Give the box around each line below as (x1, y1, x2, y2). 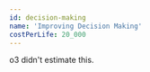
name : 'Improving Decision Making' (9, 22, 143, 31)
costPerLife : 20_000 (9, 30, 87, 39)
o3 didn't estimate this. (9, 55, 94, 66)
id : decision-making (9, 13, 87, 22)
